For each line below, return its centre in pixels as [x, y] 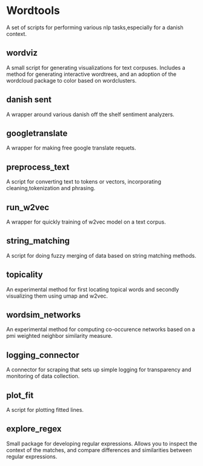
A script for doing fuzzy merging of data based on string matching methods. [101, 255]
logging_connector [43, 355]
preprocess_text [38, 167]
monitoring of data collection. [43, 376]
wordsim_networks [44, 315]
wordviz [22, 53]
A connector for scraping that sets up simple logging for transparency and [99, 370]
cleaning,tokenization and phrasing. [51, 188]
